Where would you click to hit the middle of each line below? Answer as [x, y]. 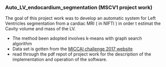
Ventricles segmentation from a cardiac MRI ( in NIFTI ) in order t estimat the [83, 23]
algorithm [22, 44]
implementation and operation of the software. [60, 60]
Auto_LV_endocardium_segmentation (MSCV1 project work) [79, 7]
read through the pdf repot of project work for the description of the [82, 54]
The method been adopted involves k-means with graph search [77, 38]
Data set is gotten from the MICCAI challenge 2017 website [72, 49]
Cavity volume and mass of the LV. [40, 29]
